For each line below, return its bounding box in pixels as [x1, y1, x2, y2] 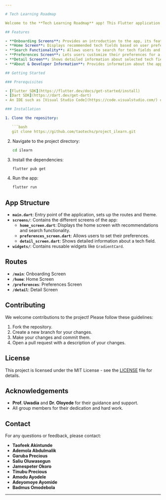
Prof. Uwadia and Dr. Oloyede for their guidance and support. [12, 400, 138, 406]
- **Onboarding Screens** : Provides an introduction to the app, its [5, 38, 152, 44]
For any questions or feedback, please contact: [5, 433, 101, 439]
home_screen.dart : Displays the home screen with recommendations [19, 222, 159, 228]
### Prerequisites [5, 79, 43, 84]
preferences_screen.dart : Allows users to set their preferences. [19, 233, 150, 239]
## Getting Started [5, 70, 45, 75]
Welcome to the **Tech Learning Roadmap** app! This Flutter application [5, 20, 161, 25]
